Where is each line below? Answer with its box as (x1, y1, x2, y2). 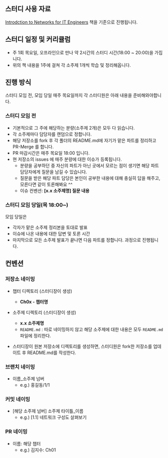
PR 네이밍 (5, 428, 28, 435)
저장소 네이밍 (5, 276, 35, 283)
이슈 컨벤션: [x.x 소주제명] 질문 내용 (20, 187, 90, 193)
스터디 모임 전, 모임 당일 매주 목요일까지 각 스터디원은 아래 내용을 (5, 92, 132, 98)
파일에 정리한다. (20, 332, 51, 338)
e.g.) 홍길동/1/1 (20, 382, 50, 388)
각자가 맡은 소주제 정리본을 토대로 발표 (12, 224, 88, 231)
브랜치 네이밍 (5, 363, 35, 370)
